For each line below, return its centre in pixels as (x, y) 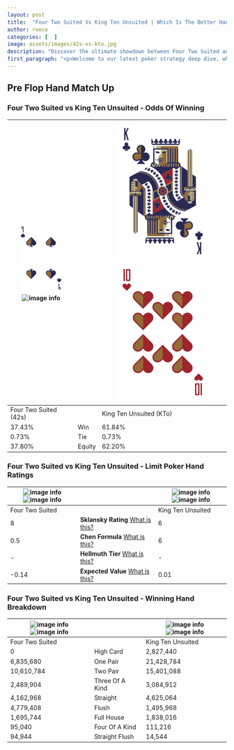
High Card (108, 652)
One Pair (106, 661)
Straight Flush (114, 737)
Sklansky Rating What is (116, 520)
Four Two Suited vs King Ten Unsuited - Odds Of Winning (106, 108)
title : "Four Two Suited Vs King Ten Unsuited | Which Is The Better (112, 22)
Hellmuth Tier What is (112, 554)
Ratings (21, 475)
